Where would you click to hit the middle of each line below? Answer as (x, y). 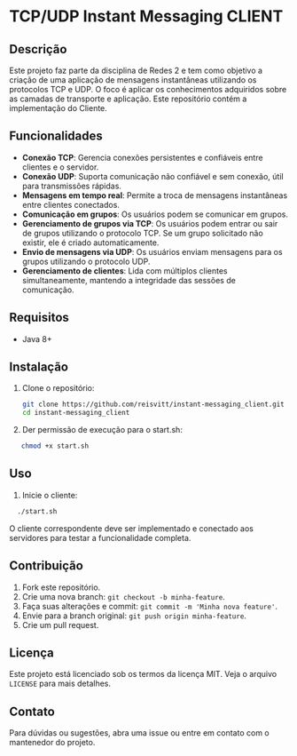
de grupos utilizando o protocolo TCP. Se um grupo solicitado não (142, 233)
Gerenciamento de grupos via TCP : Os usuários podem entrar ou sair (150, 223)
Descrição (38, 49)
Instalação (39, 367)
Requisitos (39, 318)
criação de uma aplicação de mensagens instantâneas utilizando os (133, 80)
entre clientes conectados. (70, 204)
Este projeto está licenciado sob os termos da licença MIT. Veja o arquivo (143, 674)
